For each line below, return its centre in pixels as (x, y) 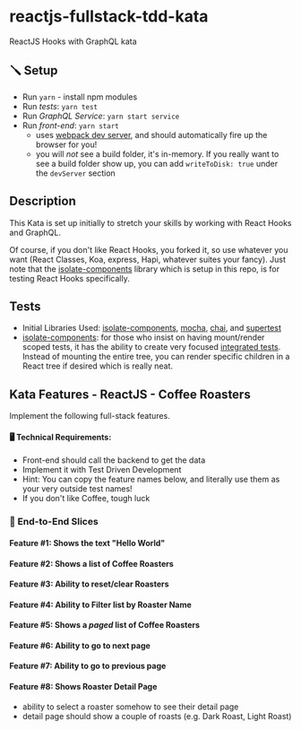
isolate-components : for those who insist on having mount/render (143, 337)
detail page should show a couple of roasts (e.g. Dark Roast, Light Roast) (157, 716)
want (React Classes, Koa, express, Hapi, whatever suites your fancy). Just (148, 259)
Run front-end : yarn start (70, 125)
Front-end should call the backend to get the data (114, 460)
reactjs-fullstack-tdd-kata (109, 17)
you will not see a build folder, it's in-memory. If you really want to (157, 153)
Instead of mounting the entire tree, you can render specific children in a (156, 357)
